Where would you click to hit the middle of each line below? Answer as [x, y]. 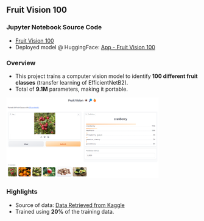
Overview [21, 63]
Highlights [22, 192]
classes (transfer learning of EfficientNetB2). [72, 82]
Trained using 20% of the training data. [65, 211]
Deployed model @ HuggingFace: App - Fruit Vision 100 [85, 47]
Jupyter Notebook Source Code [54, 27]
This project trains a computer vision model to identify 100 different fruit [106, 76]
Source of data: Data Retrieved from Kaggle [70, 205]
